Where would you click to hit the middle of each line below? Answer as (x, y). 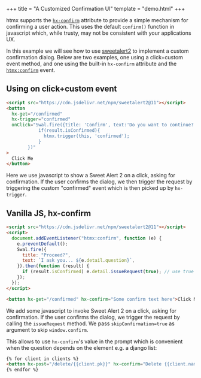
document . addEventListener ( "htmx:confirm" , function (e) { (87, 238)
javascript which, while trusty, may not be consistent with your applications (99, 33)
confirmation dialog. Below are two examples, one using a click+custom (95, 57)
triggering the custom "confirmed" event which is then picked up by (90, 188)
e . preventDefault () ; (42, 244)
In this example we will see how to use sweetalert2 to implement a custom (98, 51)
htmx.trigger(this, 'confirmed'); (87, 136)
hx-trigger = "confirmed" (41, 119)
